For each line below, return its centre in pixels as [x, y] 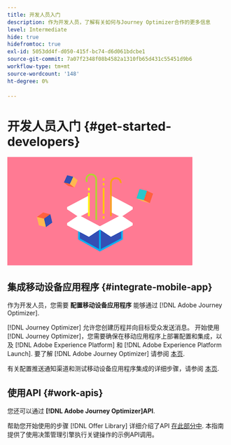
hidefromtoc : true [34, 44]
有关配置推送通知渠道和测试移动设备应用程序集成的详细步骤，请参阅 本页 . [113, 369]
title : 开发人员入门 [34, 15]
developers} [44, 142]
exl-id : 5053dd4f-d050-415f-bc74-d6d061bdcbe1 [76, 52]
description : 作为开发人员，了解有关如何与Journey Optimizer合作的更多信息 [109, 22]
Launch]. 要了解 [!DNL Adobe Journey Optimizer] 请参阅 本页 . [96, 354]
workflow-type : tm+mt [39, 66]
